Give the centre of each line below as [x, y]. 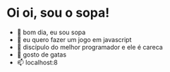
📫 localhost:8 [37, 62]
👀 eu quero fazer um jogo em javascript [74, 39]
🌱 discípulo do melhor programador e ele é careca [90, 47]
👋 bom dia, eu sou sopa [51, 32]
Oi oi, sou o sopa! [58, 13]
